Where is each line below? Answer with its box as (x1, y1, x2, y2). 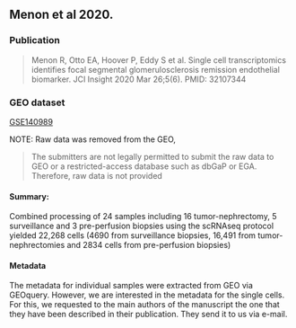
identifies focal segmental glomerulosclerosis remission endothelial (30, 64, 281, 75)
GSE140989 (9, 116, 54, 127)
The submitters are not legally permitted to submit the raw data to (30, 151, 274, 162)
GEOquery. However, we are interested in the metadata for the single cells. (9, 289, 285, 300)
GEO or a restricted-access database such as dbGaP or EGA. (30, 161, 257, 172)
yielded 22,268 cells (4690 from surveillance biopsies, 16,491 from (9, 230, 257, 241)
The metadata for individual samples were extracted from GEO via (9, 280, 254, 291)
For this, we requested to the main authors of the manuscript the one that (9, 299, 280, 310)
